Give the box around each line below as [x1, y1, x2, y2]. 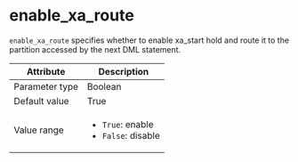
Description [98, 65, 149, 77]
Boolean [86, 80, 122, 93]
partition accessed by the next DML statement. [9, 44, 181, 54]
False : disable [101, 129, 160, 142]
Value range [13, 124, 64, 136]
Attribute [26, 65, 66, 77]
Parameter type [13, 80, 78, 93]
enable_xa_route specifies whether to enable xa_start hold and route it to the [9, 35, 290, 45]
